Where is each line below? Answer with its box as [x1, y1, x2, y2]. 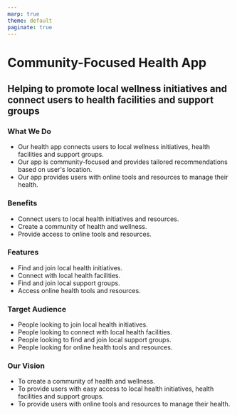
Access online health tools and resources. [17, 286, 141, 294]
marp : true [7, 10, 40, 18]
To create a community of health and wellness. [17, 377, 155, 386]
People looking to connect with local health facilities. [17, 328, 172, 337]
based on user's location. [17, 165, 93, 174]
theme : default [7, 17, 53, 24]
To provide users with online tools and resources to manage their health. [17, 400, 231, 409]
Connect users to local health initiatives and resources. [17, 215, 179, 223]
